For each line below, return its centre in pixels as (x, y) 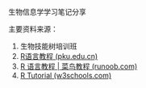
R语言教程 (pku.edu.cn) (59, 56)
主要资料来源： (33, 29)
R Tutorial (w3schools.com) (66, 75)
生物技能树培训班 (48, 46)
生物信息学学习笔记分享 (47, 12)
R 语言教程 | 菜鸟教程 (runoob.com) (79, 66)
